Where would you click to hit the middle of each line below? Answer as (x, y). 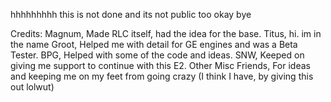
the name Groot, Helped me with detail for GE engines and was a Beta (154, 44)
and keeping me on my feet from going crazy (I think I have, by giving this (162, 76)
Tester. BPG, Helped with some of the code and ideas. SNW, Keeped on (157, 55)
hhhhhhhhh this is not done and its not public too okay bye (131, 14)
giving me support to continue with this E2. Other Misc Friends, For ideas (160, 65)
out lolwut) (32, 87)
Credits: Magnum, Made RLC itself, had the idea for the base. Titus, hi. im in (166, 33)
